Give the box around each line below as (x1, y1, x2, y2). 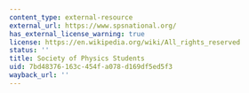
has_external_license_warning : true (9, 29, 145, 38)
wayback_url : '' (9, 71, 69, 80)
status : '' (9, 46, 50, 55)
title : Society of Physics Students (9, 54, 145, 63)
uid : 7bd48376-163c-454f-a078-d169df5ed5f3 (9, 63, 173, 72)
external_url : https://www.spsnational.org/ (9, 21, 177, 30)
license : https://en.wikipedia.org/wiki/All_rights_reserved (9, 37, 241, 47)
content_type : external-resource (9, 12, 133, 22)
